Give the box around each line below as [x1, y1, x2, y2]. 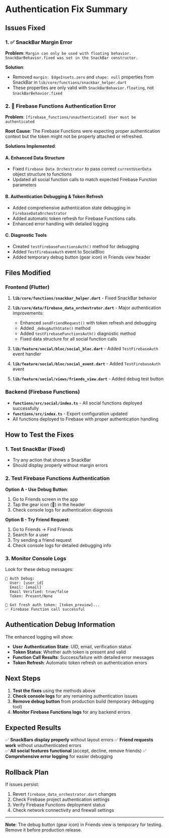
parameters [12, 182, 37, 188]
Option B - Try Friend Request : [5, 517, 70, 523]
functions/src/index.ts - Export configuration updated [12, 410, 128, 416]
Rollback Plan [5, 768, 49, 777]
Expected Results [5, 723, 61, 732]
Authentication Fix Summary [5, 4, 128, 15]
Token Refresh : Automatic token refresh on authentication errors [12, 659, 147, 665]
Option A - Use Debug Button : [5, 486, 68, 492]
